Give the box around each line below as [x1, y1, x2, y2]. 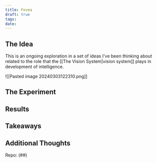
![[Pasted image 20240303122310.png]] [5, 73, 87, 79]
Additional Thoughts [5, 138, 71, 147]
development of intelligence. [5, 63, 64, 70]
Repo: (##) [5, 152, 27, 158]
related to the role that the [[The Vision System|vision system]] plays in [5, 58, 151, 64]
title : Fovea [5, 7, 32, 12]
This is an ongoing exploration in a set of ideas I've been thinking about [5, 53, 152, 59]
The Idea [5, 39, 33, 48]
